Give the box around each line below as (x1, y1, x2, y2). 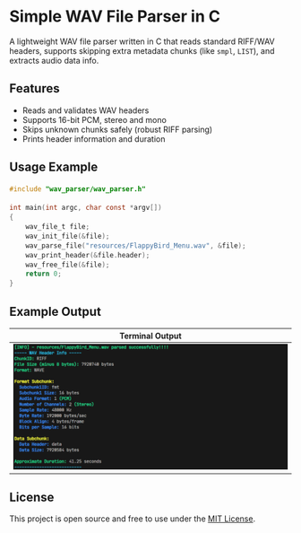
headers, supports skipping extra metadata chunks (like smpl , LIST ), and (9, 45, 275, 56)
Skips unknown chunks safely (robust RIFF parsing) (21, 124, 213, 135)
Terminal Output (119, 330, 182, 341)
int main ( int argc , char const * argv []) (9, 204, 163, 213)
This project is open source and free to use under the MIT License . (9, 513, 256, 524)
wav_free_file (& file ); (25, 260, 110, 269)
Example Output (9, 303, 101, 319)
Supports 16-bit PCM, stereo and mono (21, 114, 168, 125)
